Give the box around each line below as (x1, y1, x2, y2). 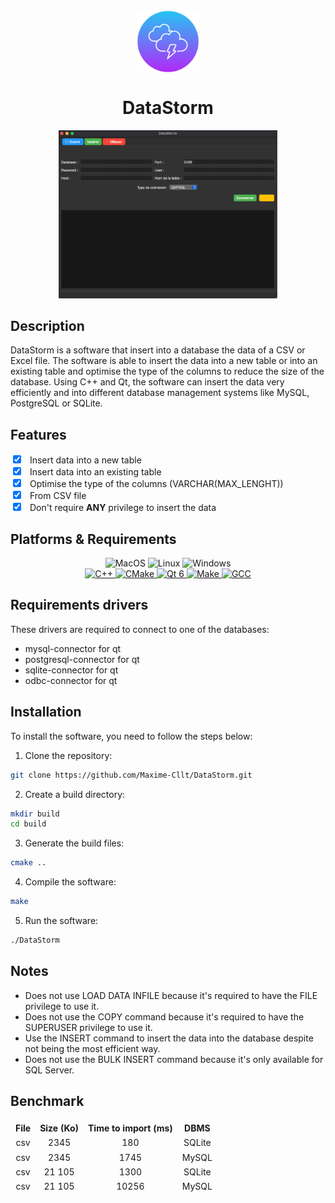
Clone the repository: (24, 749, 113, 761)
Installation (10, 704, 82, 721)
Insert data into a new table (29, 454, 142, 466)
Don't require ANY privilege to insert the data (29, 502, 217, 514)
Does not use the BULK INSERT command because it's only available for (24, 1053, 324, 1065)
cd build (10, 819, 47, 829)
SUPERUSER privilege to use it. (24, 1021, 153, 1033)
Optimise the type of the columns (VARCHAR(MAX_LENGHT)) (29, 478, 284, 490)
